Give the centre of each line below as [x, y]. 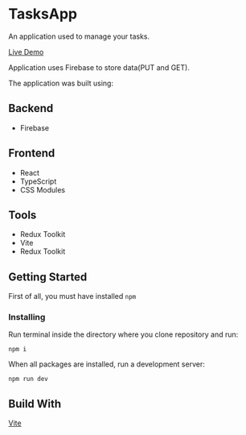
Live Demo [26, 52]
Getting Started [48, 277]
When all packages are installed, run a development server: [107, 364]
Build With [35, 404]
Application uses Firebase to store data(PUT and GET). [99, 67]
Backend [31, 108]
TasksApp [43, 14]
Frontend [32, 153]
